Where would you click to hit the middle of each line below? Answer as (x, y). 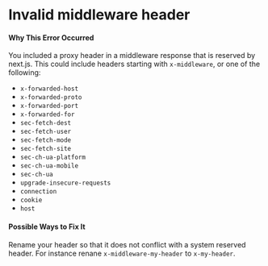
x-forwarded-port (49, 106)
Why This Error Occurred (51, 37)
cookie (31, 200)
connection (38, 192)
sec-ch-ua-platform (53, 158)
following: (25, 73)
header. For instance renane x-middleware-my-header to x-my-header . (122, 253)
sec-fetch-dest (46, 123)
